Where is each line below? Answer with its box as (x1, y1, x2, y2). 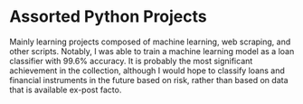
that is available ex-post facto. (9, 84, 122, 95)
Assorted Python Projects (9, 6, 207, 27)
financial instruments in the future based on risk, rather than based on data (9, 74, 289, 85)
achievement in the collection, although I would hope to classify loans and (9, 65, 285, 76)
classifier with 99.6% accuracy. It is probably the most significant (9, 55, 253, 66)
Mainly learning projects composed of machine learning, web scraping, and (9, 36, 291, 47)
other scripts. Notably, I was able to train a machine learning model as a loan (9, 45, 295, 56)
